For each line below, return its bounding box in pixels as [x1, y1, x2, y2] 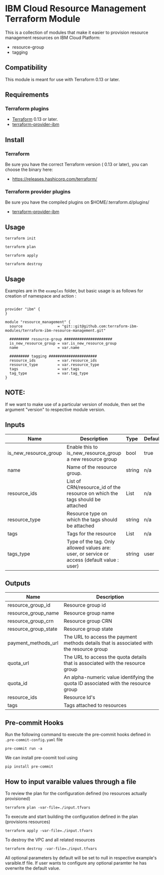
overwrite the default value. [5, 865, 61, 871]
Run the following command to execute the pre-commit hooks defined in [5, 731, 151, 738]
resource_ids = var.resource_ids [9, 358, 97, 363]
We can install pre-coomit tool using [5, 755, 78, 761]
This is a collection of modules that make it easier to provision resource [5, 29, 149, 35]
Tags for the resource [66, 530, 116, 537]
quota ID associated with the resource [63, 680, 151, 687]
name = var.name [9, 345, 80, 350]
